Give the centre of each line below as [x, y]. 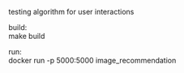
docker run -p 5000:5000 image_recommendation [92, 60]
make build [27, 36]
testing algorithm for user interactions [71, 12]
